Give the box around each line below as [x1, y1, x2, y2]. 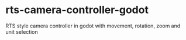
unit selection [5, 28, 39, 35]
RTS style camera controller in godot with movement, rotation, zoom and [5, 22, 181, 29]
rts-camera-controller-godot [5, 3, 149, 17]
